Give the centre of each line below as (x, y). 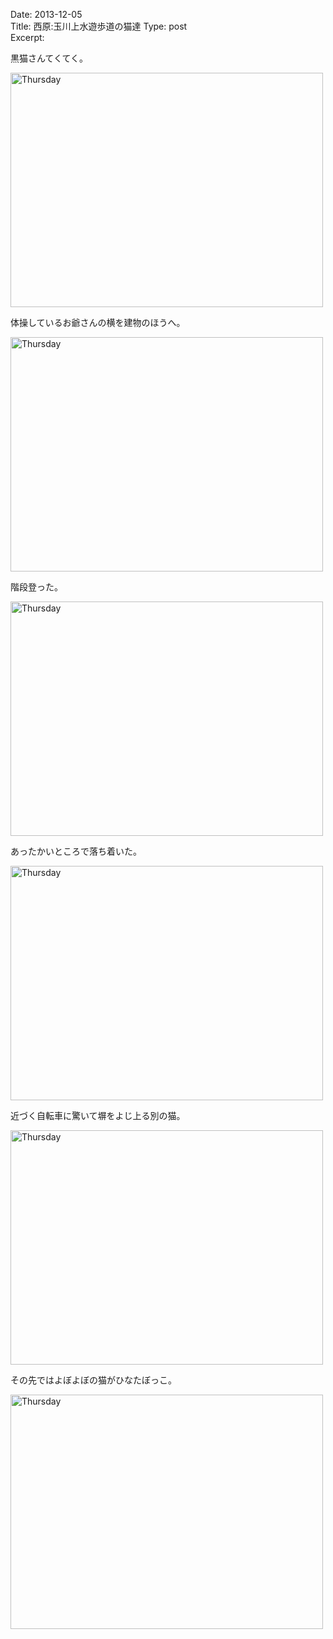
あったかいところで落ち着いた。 (76, 851)
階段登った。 (36, 587)
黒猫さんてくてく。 (49, 58)
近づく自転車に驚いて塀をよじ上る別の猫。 (98, 1115)
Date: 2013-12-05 (46, 14)
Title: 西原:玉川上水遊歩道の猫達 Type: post (99, 26)
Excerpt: (27, 37)
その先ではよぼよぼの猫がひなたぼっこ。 (93, 1380)
